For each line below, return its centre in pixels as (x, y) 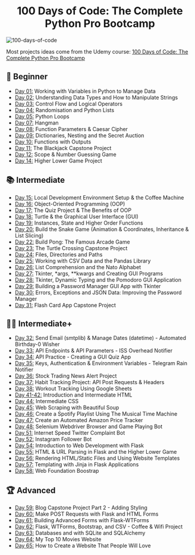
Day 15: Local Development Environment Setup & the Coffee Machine (99, 197)
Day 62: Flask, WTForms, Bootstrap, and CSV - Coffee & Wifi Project (99, 527)
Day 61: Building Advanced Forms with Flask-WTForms (82, 520)
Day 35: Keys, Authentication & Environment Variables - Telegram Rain (101, 363)
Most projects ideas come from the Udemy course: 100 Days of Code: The (97, 51)
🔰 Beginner (27, 77)
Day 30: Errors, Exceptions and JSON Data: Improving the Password (98, 292)
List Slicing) (29, 235)
